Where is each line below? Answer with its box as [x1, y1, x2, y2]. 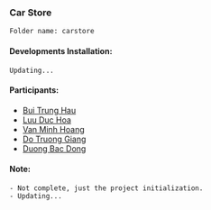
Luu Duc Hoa [22, 114, 72, 125]
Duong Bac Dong [22, 142, 87, 154]
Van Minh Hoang [22, 123, 85, 134]
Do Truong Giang [22, 133, 87, 144]
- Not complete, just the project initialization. [9, 183, 204, 193]
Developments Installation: [9, 45, 113, 56]
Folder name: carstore [9, 27, 95, 36]
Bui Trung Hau [22, 105, 77, 115]
